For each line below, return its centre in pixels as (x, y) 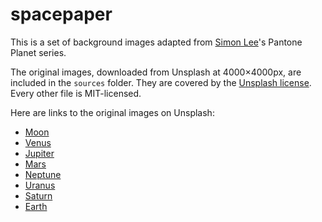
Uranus (40, 185)
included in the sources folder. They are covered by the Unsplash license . (161, 82)
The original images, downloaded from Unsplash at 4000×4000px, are (156, 72)
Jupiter (39, 153)
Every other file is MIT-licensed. (76, 93)
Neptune (43, 174)
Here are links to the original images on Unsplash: (112, 112)
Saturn (38, 195)
